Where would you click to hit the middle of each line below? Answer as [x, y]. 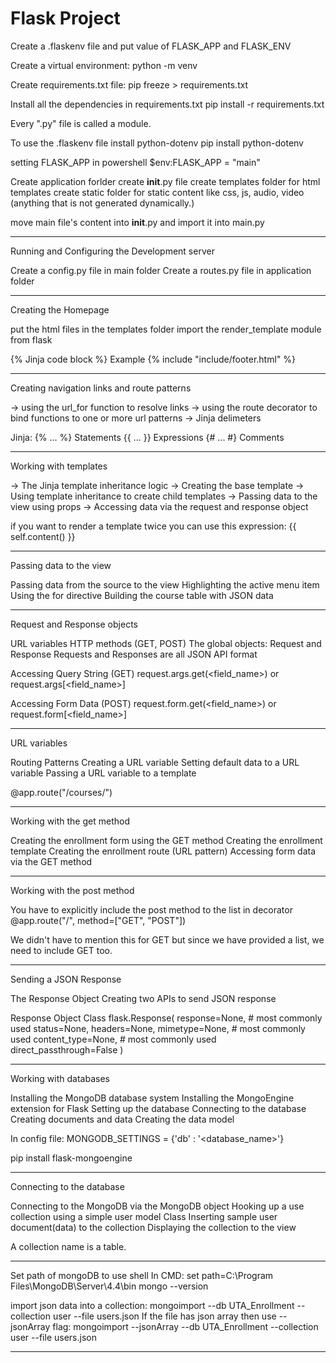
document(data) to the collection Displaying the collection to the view [153, 1227]
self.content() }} [43, 536]
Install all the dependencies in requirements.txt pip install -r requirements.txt [167, 104]
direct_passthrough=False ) [67, 1049]
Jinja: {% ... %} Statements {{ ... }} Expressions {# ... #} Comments [147, 437]
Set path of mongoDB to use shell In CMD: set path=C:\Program [142, 1275]
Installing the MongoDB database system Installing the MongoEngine [152, 1098]
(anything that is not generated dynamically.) [102, 203]
